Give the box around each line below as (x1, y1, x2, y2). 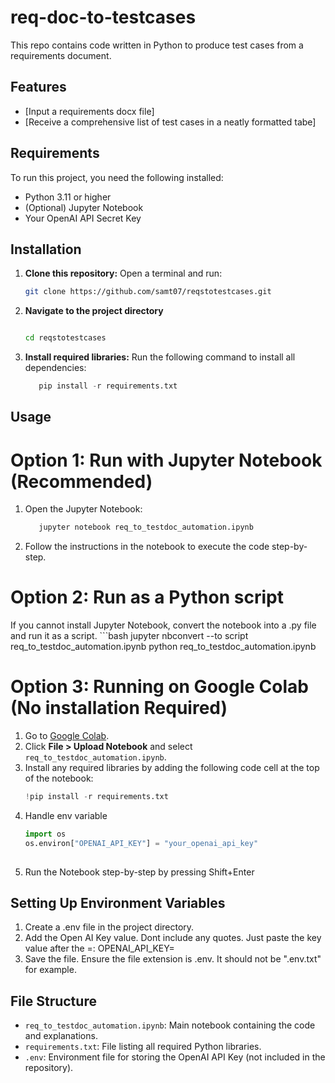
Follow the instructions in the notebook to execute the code (24, 541, 270, 553)
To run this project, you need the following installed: (10, 171, 224, 183)
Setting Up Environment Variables (10, 894, 226, 911)
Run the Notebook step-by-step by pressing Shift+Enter (24, 866, 255, 878)
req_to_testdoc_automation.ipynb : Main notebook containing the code (24, 1019, 316, 1031)
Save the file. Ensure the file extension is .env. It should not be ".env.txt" (24, 953, 322, 965)
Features (10, 79, 67, 96)
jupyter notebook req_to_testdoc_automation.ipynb (38, 522, 254, 533)
